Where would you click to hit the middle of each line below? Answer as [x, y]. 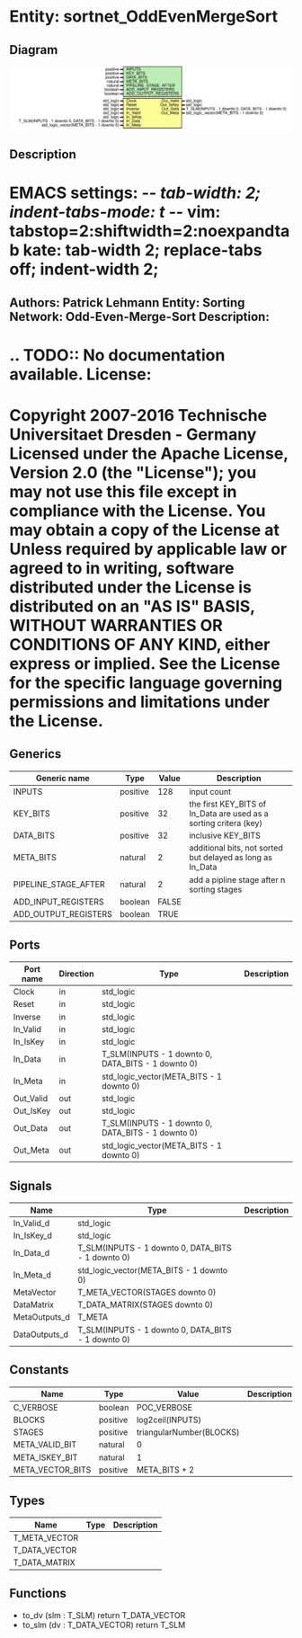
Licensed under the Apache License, [149, 454]
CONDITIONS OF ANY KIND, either [140, 645]
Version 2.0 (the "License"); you [133, 473]
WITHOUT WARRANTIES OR [116, 626]
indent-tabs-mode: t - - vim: [115, 212]
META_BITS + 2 [165, 1469]
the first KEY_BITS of [227, 804]
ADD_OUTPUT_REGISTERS [62, 914]
